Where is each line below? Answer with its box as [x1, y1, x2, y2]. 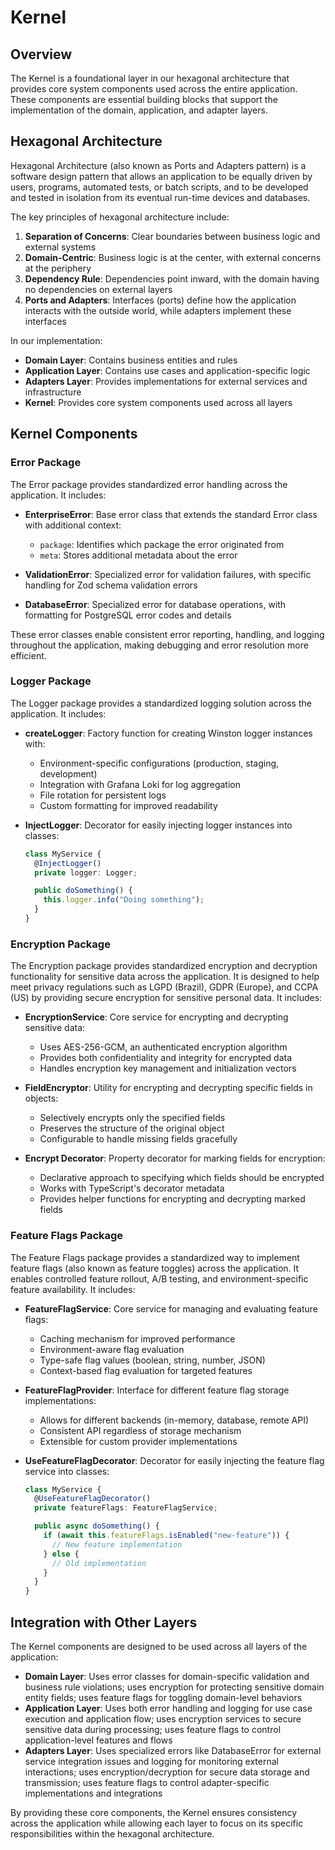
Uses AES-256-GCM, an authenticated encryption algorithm [39, 1041, 288, 1053]
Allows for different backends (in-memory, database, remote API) [39, 1414, 310, 1426]
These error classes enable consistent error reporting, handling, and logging [10, 628, 325, 640]
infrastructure [24, 386, 82, 398]
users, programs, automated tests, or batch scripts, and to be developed [10, 181, 309, 193]
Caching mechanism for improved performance [39, 1332, 236, 1345]
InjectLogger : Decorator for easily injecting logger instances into [24, 819, 293, 831]
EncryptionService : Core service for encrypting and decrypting [24, 1011, 289, 1023]
